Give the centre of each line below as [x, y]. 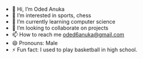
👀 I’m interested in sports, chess [51, 15]
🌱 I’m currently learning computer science [63, 22]
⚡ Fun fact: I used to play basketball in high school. [74, 50]
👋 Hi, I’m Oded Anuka [38, 9]
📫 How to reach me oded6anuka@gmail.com [68, 35]
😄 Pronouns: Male [35, 43]
